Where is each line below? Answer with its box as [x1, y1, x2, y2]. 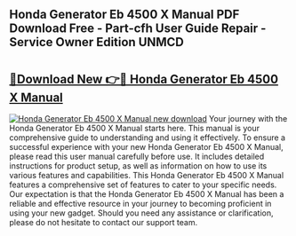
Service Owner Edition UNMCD [9, 35, 185, 50]
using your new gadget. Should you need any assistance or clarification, [9, 208, 274, 218]
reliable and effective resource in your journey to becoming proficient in [9, 199, 272, 208]
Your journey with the [208, 114, 288, 123]
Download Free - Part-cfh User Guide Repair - [9, 21, 267, 36]
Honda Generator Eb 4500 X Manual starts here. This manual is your [9, 123, 260, 133]
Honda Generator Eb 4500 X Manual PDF [9, 7, 240, 22]
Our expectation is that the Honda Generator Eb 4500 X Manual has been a [9, 189, 284, 199]
